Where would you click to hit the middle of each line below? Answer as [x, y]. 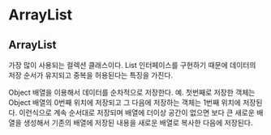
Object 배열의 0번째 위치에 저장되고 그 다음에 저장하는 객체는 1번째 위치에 [125, 102]
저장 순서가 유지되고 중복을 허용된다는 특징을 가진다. [90, 75]
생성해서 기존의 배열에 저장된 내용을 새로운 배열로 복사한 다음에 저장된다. [138, 122]
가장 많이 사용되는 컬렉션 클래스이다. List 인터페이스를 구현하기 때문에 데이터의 [132, 65]
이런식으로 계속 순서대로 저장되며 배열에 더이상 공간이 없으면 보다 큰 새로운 [137, 112]
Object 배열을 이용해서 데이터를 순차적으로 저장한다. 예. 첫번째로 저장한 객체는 [132, 92]
